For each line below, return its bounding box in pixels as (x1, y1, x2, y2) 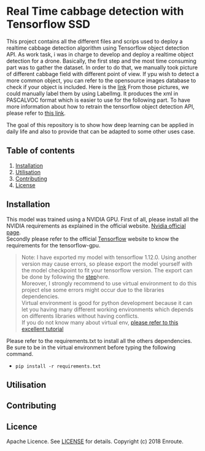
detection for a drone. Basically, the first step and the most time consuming (6, 57, 196, 64)
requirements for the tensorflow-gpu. (6, 241, 101, 249)
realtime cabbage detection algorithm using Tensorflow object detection (6, 44, 189, 52)
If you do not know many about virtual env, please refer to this (21, 318, 179, 326)
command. (6, 350, 34, 357)
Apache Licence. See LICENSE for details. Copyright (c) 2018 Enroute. (6, 438, 184, 445)
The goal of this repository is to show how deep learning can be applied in (6, 121, 195, 128)
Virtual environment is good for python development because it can (21, 299, 193, 306)
